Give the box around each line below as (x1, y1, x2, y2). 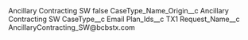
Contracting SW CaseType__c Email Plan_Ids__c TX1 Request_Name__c (8, 14, 240, 24)
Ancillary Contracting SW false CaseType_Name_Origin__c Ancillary (8, 6, 229, 15)
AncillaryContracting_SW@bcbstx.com (8, 23, 135, 32)
